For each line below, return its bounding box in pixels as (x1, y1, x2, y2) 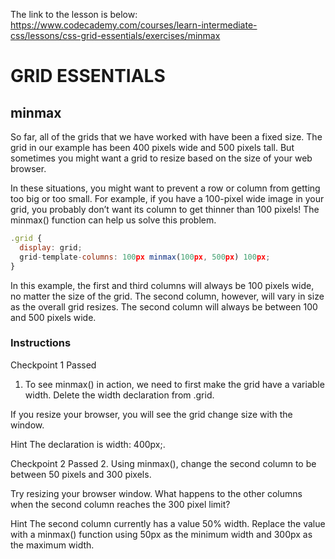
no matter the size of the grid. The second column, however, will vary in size (10, 290, 325, 302)
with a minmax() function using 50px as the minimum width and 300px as (10, 528, 313, 540)
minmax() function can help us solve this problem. (10, 214, 217, 226)
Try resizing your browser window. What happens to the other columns (10, 487, 303, 499)
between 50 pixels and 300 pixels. (10, 468, 152, 480)
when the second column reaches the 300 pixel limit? (10, 498, 231, 510)
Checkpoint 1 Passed (10, 359, 97, 371)
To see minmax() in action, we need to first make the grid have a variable (24, 378, 325, 390)
